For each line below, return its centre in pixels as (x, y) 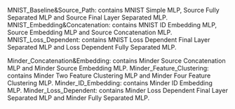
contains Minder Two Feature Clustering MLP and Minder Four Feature (109, 75)
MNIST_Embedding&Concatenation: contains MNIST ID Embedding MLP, (112, 25)
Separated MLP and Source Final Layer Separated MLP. (88, 17)
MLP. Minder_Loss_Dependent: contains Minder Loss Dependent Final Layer (117, 90)
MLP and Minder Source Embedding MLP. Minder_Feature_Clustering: (108, 68)
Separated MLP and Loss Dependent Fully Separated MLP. (92, 47)
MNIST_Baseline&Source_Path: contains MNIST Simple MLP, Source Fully (113, 10)
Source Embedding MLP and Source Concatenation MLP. (90, 32)
